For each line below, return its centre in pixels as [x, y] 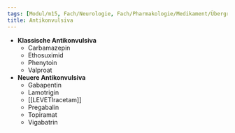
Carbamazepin [49, 48]
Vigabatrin [43, 122]
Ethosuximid [46, 55]
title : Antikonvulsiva [40, 20]
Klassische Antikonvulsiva [57, 40]
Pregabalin [43, 107]
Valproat [40, 70]
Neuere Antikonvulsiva [51, 77]
